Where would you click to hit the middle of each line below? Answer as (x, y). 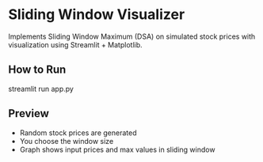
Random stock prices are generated (78, 133)
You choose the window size (67, 141)
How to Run (37, 70)
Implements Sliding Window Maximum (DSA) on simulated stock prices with (132, 36)
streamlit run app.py (41, 89)
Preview (29, 113)
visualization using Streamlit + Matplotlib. (75, 44)
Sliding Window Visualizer (97, 15)
